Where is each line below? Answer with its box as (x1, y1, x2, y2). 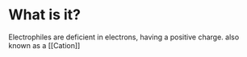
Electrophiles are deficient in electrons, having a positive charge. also (8, 32, 240, 42)
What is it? (8, 6, 82, 24)
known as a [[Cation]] (8, 40, 81, 50)
